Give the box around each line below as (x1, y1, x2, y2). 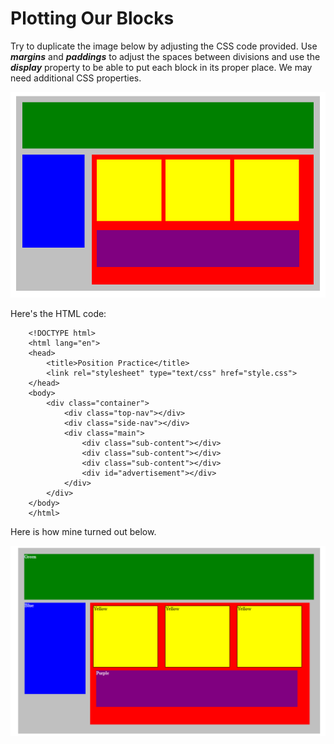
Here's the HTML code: (10, 307, 107, 319)
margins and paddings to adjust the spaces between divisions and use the (10, 50, 321, 62)
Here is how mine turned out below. (10, 525, 157, 537)
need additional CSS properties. (10, 72, 142, 84)
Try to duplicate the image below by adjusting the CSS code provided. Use (10, 40, 318, 52)
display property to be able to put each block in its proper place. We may (10, 61, 313, 73)
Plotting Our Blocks (10, 7, 175, 30)
